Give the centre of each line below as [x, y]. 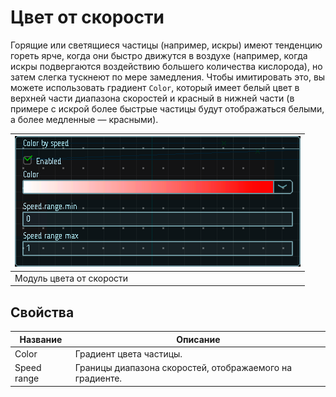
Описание [198, 339]
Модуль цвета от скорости [71, 278]
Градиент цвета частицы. [128, 353]
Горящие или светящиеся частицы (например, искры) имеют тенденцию [166, 45]
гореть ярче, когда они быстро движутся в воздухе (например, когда [159, 55]
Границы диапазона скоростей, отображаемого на [183, 367]
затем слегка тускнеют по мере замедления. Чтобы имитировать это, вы [168, 77]
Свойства [42, 312]
